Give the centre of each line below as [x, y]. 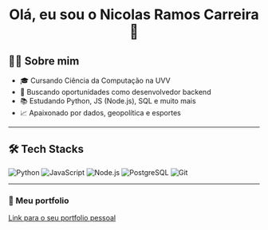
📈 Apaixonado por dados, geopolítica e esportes [100, 113]
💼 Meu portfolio [39, 201]
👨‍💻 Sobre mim [44, 61]
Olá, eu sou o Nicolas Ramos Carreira [134, 15]
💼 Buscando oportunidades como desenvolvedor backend [115, 92]
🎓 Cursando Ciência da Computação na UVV [95, 80]
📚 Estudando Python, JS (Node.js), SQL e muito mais [108, 101]
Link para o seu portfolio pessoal [62, 218]
